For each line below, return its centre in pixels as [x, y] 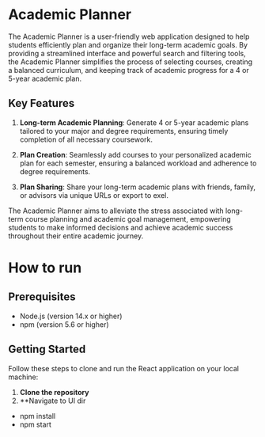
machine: [23, 377]
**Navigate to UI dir [53, 401]
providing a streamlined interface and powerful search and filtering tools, [127, 53]
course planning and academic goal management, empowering [128, 218]
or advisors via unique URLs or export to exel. [94, 195]
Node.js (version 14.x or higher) [71, 316]
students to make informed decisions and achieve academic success [121, 227]
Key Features [42, 103]
